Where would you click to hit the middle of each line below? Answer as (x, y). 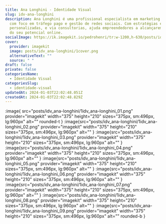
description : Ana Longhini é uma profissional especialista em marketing (83, 19)
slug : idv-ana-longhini (30, 14)
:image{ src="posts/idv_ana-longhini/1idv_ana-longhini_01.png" (69, 111)
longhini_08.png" (22, 200)
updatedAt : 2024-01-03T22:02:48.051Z (44, 92)
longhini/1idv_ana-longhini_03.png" (41, 137)
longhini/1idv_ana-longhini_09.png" (41, 211)
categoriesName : (22, 74)
